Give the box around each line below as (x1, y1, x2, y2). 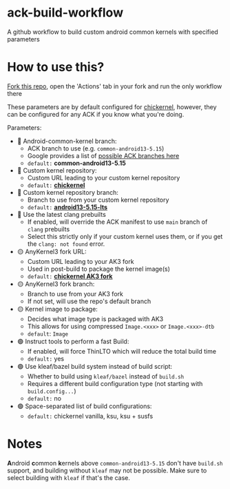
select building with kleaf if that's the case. (7, 473, 131, 481)
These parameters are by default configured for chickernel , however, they (7, 102, 217, 111)
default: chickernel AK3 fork (27, 271, 113, 280)
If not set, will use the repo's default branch (27, 297, 151, 305)
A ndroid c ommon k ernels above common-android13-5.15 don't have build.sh (7, 459, 223, 467)
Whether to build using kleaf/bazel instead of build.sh (27, 372, 185, 381)
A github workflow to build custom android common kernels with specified (7, 28, 218, 36)
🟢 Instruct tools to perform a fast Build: (17, 337, 129, 345)
